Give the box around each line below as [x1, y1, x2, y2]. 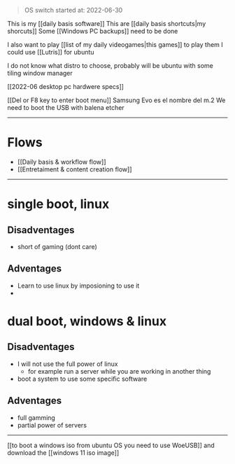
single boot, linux [7, 196, 110, 212]
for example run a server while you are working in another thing [27, 367, 211, 375]
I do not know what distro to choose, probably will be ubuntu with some [7, 62, 213, 69]
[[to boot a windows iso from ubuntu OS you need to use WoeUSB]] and [7, 441, 215, 449]
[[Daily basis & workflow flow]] [17, 157, 106, 166]
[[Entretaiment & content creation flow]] [17, 164, 132, 174]
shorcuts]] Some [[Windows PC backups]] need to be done [7, 27, 178, 35]
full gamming [17, 413, 56, 422]
